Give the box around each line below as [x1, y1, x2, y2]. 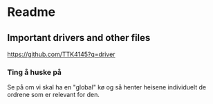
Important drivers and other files [7, 32, 151, 44]
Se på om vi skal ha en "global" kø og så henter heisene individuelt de [7, 83, 207, 92]
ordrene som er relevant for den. [7, 91, 100, 99]
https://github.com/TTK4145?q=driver [7, 50, 115, 58]
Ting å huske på [7, 67, 62, 77]
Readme [7, 4, 56, 20]
